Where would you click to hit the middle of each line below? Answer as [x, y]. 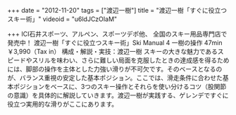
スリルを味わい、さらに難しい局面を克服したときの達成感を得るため [130, 60]
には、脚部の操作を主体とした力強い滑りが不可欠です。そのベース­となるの [115, 69]
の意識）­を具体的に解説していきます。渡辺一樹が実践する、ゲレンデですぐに [118, 95]
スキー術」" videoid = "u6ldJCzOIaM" [62, 19]
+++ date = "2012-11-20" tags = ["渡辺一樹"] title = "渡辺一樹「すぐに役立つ [117, 10]
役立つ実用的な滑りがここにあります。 [63, 104]
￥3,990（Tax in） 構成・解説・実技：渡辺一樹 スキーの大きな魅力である [113, 52]
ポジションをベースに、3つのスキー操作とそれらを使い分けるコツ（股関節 [120, 87]
